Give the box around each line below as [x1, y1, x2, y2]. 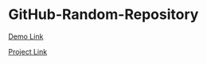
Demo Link [8, 32, 44, 41]
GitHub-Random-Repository [8, 6, 199, 24]
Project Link [8, 47, 48, 56]
